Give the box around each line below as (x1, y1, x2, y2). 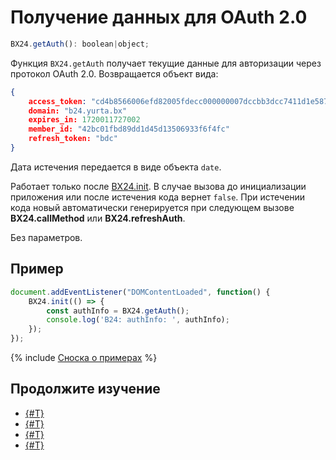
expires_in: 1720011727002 (28, 115, 141, 125)
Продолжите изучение (10, 381, 161, 398)
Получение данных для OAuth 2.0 (10, 6, 308, 29)
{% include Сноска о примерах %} (10, 352, 158, 363)
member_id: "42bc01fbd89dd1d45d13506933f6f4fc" (28, 124, 230, 135)
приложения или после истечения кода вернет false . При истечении (10, 191, 306, 203)
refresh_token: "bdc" (28, 134, 118, 144)
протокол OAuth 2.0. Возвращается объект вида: (10, 67, 219, 80)
